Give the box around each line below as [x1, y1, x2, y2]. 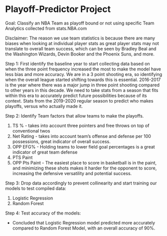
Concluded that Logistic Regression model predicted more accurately [12, 219, 156, 225]
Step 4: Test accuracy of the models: [5, 210, 81, 216]
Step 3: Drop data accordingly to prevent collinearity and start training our [5, 180, 157, 186]
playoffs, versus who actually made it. [5, 103, 83, 109]
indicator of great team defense [12, 149, 78, 155]
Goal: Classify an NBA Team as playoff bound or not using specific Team [5, 20, 155, 26]
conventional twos [12, 127, 50, 133]
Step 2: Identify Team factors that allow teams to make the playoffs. [5, 112, 144, 118]
